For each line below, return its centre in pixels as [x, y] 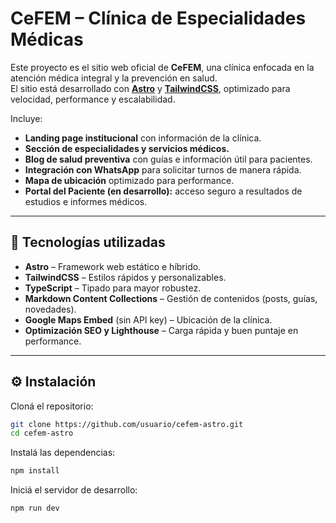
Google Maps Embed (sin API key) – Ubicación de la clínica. [148, 319]
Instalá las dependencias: [63, 453]
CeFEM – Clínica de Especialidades [158, 18]
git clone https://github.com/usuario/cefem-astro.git [127, 424]
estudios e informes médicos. [86, 201]
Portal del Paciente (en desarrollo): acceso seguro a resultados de [163, 191]
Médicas [47, 39]
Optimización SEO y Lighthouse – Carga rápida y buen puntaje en [161, 330]
